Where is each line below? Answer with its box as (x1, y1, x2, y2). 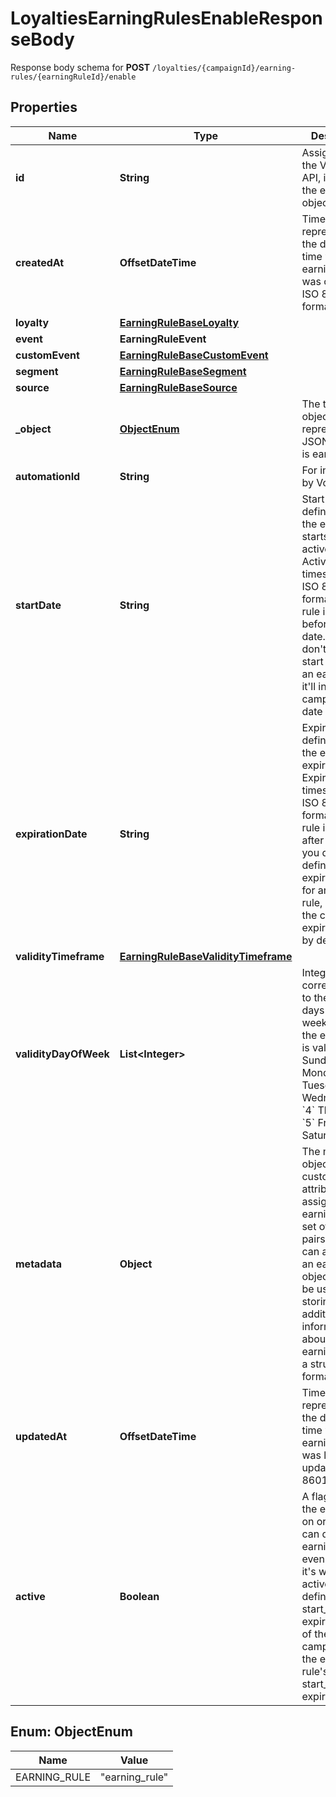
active (15, 1589, 46, 1603)
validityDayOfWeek (15, 1047, 110, 1061)
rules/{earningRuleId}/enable (10, 72, 137, 82)
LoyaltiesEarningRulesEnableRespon (10, 7, 323, 30)
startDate (15, 598, 62, 612)
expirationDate (15, 827, 88, 841)
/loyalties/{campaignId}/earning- (151, 63, 297, 73)
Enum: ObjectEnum (10, 1723, 133, 1741)
